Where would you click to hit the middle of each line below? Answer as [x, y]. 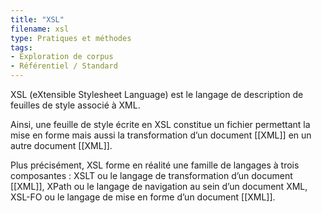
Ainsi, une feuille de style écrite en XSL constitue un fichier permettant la [160, 124]
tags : [21, 47]
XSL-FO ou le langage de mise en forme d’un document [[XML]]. [143, 197]
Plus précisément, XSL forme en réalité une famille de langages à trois [155, 165]
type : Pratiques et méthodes [71, 38]
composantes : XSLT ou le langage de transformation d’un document [151, 175]
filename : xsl [40, 29]
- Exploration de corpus [62, 57]
